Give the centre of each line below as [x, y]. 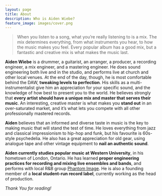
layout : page [18, 9]
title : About [18, 14]
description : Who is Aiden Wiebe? [40, 18]
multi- [136, 83]
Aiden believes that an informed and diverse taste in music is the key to [77, 123]
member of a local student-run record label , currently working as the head [81, 174]
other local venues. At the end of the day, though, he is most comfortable [78, 77]
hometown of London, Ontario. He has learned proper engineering [72, 158]
